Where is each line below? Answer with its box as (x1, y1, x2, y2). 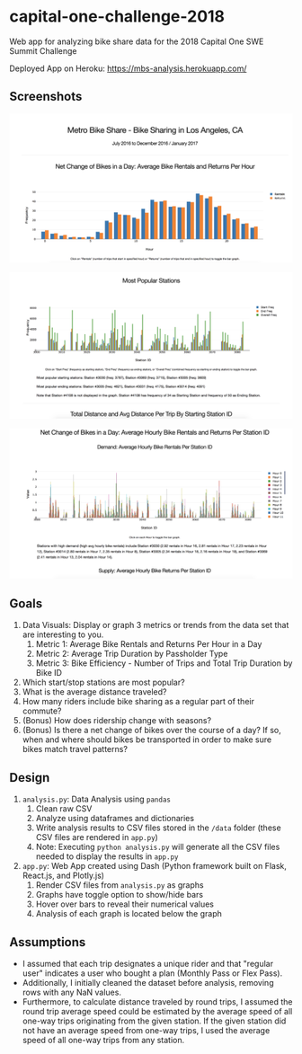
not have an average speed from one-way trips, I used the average (22, 1025, 271, 1036)
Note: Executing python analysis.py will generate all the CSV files (35, 842, 280, 853)
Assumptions (9, 934, 86, 950)
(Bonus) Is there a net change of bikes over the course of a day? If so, (22, 725, 281, 736)
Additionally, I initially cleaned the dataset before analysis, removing (22, 978, 274, 988)
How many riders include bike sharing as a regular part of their (22, 696, 254, 707)
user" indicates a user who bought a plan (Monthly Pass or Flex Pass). (22, 968, 283, 979)
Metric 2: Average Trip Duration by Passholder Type (35, 649, 228, 660)
